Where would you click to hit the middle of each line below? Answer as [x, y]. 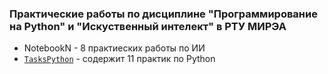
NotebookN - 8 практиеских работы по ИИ [114, 48]
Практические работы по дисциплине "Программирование [163, 14]
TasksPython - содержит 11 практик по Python [119, 59]
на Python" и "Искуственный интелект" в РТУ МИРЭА [148, 26]
